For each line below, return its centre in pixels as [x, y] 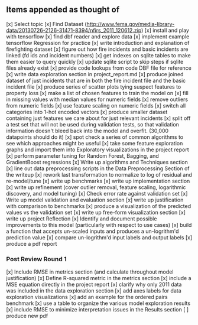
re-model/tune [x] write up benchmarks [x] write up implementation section [98, 181]
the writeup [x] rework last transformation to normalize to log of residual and [99, 174]
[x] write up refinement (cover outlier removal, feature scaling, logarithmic [96, 187]
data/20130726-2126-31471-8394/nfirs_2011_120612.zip [74, 30]
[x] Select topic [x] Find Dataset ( [46, 24]
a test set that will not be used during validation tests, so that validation [92, 124]
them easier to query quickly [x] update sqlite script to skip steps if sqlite [95, 61]
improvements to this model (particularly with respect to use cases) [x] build [99, 225]
